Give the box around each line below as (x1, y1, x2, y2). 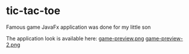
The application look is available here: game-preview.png (6, 35, 144, 42)
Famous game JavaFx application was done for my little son (6, 23, 151, 31)
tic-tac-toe (6, 4, 60, 18)
